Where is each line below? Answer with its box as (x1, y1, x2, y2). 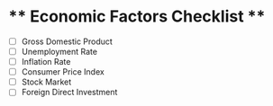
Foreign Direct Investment (21, 87, 118, 98)
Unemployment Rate (21, 47, 98, 57)
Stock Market (21, 76, 72, 87)
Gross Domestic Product (21, 36, 114, 47)
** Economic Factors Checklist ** (8, 6, 266, 27)
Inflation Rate (21, 57, 71, 67)
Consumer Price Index (21, 66, 105, 77)
